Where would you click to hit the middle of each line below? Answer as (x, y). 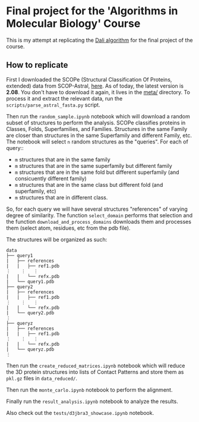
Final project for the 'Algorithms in (92, 11)
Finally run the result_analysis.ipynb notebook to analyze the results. (92, 401)
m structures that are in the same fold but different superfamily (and (97, 172)
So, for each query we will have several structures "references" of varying (97, 209)
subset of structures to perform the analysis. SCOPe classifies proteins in (96, 123)
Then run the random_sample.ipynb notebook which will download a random (98, 116)
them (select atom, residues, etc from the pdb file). (68, 228)
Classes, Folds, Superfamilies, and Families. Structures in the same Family (97, 129)
